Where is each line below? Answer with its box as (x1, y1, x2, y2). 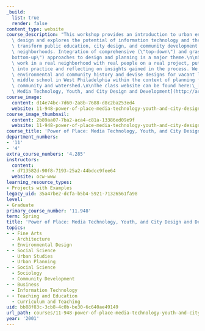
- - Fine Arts (6, 230, 43, 236)
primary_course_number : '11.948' (6, 208, 92, 214)
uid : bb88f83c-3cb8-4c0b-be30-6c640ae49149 (6, 304, 119, 310)
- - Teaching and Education (6, 293, 78, 299)
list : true (12, 15, 40, 21)
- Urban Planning (12, 259, 56, 265)
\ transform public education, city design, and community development (12, 43, 198, 49)
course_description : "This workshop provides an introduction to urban (6, 32, 192, 38)
